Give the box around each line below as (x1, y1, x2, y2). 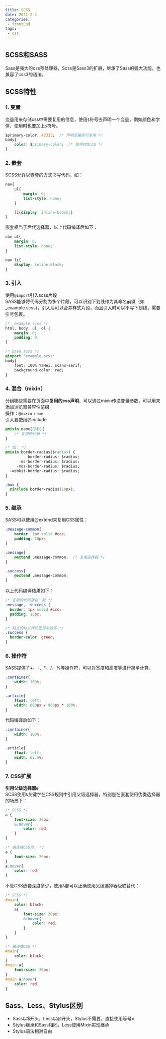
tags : (5, 26, 17, 31)
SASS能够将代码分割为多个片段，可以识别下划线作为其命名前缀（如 (5, 298, 145, 304)
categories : (5, 17, 30, 22)
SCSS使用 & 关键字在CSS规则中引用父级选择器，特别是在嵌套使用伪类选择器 (5, 791, 160, 797)
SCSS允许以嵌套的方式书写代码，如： (5, 172, 84, 178)
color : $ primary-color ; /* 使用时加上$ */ (14, 142, 103, 147)
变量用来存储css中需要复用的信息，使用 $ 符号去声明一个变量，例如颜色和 (5, 116, 156, 122)
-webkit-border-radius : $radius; (10, 468, 80, 474)
